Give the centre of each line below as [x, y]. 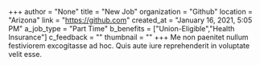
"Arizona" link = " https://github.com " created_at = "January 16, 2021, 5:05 [130, 20]
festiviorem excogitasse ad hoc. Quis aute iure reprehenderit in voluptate [129, 46]
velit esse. [25, 54]
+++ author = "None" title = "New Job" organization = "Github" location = [131, 12]
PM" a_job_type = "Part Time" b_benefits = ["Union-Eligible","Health [122, 28]
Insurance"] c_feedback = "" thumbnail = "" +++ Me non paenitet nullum [128, 37]
